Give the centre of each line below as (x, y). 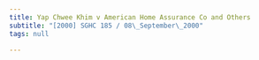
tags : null (29, 34)
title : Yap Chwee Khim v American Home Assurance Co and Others (130, 17)
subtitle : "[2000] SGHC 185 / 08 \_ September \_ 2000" (106, 26)
